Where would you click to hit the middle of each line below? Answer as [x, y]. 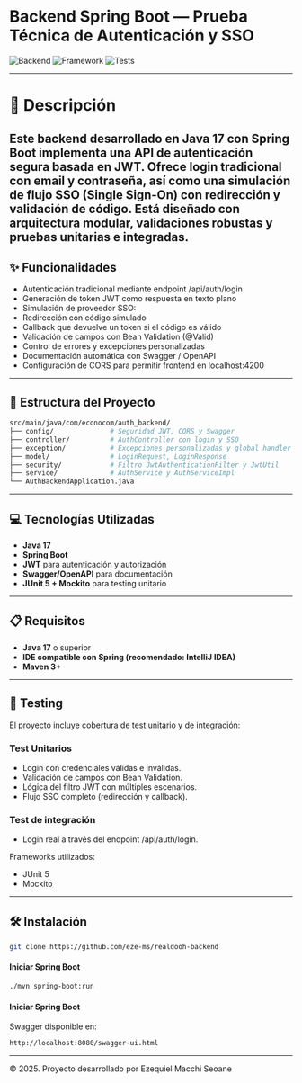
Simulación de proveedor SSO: [79, 309]
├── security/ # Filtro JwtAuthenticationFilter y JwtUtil [144, 465]
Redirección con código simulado [84, 318]
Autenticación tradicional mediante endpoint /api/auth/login [132, 289]
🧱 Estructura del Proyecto [82, 402]
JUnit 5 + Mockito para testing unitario [94, 583]
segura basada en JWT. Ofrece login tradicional [146, 167]
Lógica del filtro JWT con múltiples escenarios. [110, 787]
